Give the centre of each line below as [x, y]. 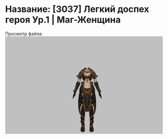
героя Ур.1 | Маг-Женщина [63, 20]
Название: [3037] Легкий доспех [77, 9]
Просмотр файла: [24, 33]
